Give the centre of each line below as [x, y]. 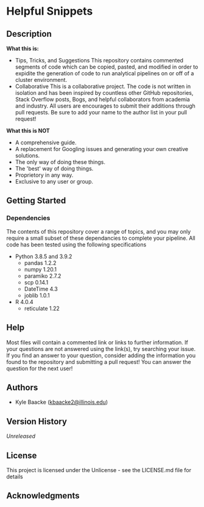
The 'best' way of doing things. [54, 168]
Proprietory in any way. [44, 175]
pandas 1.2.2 [40, 263]
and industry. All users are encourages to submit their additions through [105, 106]
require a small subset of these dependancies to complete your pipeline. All [101, 238]
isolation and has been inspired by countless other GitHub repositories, [104, 93]
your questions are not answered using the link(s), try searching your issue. [101, 349]
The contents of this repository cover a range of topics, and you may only [99, 231]
